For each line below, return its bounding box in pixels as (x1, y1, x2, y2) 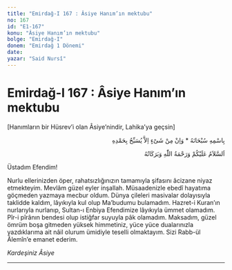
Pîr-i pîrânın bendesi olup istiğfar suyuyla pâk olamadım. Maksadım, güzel (7, 213, 217, 222)
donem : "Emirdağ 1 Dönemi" (7, 42, 85, 49)
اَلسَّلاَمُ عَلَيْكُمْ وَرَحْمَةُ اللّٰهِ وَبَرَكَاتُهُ (144, 150, 225, 158)
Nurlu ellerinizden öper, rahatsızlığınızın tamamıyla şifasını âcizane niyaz (7, 176, 213, 184)
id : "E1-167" (7, 23, 45, 30)
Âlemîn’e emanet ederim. (7, 235, 78, 243)
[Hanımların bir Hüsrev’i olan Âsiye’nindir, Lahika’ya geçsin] (7, 123, 175, 131)
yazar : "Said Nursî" (7, 55, 67, 62)
